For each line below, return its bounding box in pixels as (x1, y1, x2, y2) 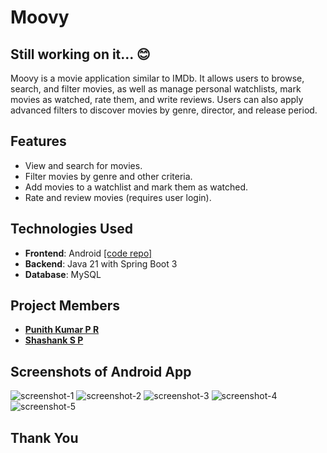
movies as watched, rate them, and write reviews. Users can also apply (10, 94, 304, 105)
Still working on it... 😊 (10, 46, 151, 63)
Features (10, 133, 67, 150)
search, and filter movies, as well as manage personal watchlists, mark (10, 83, 302, 95)
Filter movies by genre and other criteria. (24, 170, 193, 182)
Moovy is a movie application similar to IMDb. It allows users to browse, (10, 72, 305, 84)
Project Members (10, 297, 121, 315)
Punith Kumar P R (24, 324, 100, 336)
